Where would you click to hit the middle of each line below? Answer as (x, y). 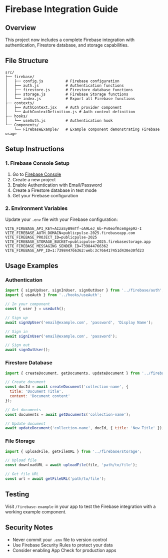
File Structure (27, 61)
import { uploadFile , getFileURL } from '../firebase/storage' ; (73, 451)
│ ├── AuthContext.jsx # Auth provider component (63, 107)
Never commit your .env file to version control (60, 539)
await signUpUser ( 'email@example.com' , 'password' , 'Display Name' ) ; (79, 322)
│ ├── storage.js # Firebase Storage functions (67, 94)
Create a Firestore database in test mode (54, 190)
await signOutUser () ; (28, 350)
